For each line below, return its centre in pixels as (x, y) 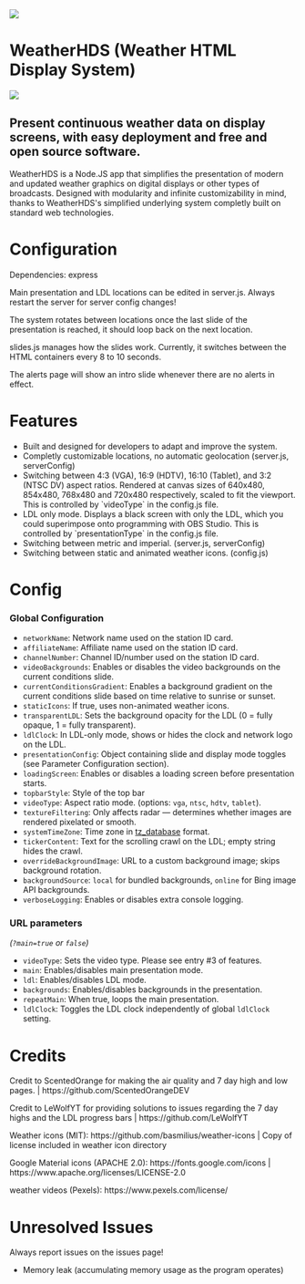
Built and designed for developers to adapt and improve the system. (150, 446)
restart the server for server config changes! (93, 302)
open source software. (75, 152)
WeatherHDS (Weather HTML (123, 51)
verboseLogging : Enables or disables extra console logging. (133, 900)
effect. (22, 384)
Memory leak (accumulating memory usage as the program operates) (153, 1270)
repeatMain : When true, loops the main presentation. (121, 999)
